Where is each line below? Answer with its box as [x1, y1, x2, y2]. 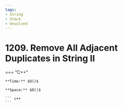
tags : [5, 7, 16, 12]
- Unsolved [5, 21, 28, 26]
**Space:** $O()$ [5, 88, 41, 93]
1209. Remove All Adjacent [5, 43, 118, 53]
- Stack [5, 16, 21, 21]
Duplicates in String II [5, 53, 95, 64]
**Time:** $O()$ [5, 79, 39, 84]
